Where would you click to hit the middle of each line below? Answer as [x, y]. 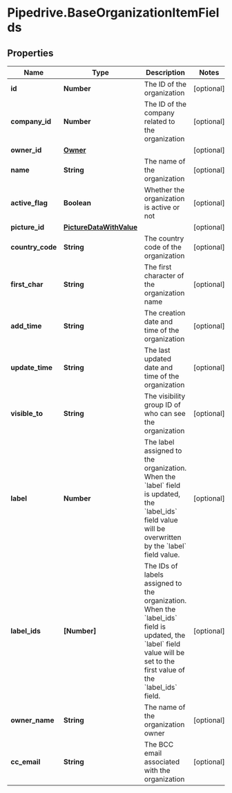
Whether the [164, 190]
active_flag [29, 203]
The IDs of [161, 566]
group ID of [162, 405]
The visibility [165, 396]
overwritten [163, 537]
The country [164, 238]
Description [165, 72]
